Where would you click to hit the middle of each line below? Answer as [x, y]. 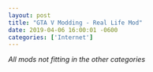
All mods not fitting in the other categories [77, 59]
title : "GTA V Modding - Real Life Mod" [76, 23]
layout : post [30, 15]
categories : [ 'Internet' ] [50, 37]
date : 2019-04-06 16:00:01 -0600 [63, 30]
